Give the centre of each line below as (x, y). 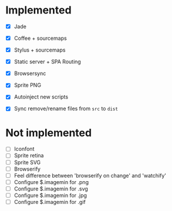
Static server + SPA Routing (48, 62)
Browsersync (30, 73)
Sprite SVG (27, 162)
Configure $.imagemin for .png (51, 182)
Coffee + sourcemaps (40, 38)
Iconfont (24, 149)
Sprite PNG (28, 85)
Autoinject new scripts (41, 97)
